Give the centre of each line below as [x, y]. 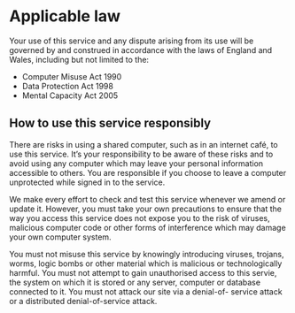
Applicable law [65, 16]
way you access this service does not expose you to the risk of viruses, [140, 218]
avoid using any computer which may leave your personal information [136, 163]
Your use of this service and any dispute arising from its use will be [132, 41]
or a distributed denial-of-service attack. [83, 301]
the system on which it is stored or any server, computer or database [135, 282]
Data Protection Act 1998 [67, 86]
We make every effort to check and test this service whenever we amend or [147, 199]
